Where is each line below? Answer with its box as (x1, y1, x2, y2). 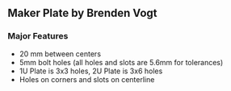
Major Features (7, 31, 69, 42)
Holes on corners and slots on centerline (19, 74, 155, 84)
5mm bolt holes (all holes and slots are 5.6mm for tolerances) (19, 57, 224, 67)
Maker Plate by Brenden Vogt (7, 6, 157, 20)
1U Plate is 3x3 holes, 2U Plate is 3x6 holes (19, 66, 163, 76)
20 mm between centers (19, 48, 102, 59)
